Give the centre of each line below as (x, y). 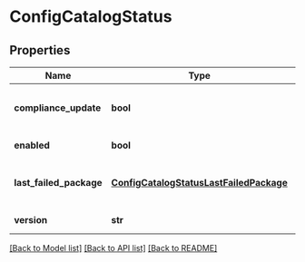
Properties (40, 50)
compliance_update (58, 108)
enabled (32, 145)
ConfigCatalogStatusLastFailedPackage (199, 183)
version (31, 220)
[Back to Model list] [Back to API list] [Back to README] (113, 248)
